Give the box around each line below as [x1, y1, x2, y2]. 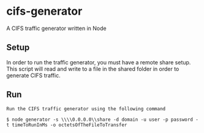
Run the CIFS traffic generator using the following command [6, 105, 166, 112]
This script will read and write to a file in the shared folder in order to [6, 65, 179, 72]
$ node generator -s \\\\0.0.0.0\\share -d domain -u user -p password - [6, 116, 199, 123]
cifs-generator [6, 4, 83, 18]
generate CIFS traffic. [6, 72, 61, 79]
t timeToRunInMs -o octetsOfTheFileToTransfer [6, 121, 127, 128]
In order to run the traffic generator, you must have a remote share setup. [6, 58, 191, 66]
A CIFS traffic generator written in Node [6, 25, 107, 32]
